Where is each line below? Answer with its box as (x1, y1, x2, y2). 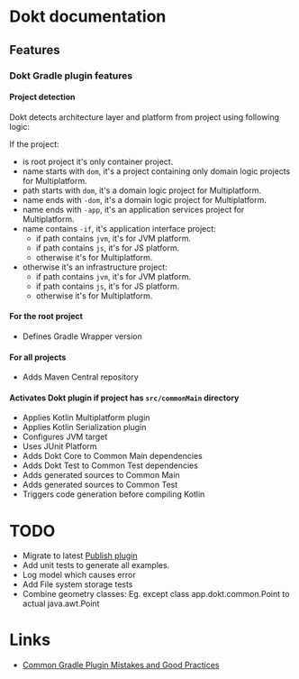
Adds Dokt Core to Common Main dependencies (22, 451, 203, 462)
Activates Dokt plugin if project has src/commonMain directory (9, 392, 240, 403)
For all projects (9, 352, 67, 362)
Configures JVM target (22, 431, 108, 443)
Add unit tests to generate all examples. (22, 560, 170, 571)
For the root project (9, 311, 84, 322)
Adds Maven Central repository (22, 372, 140, 382)
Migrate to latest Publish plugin (22, 550, 138, 561)
